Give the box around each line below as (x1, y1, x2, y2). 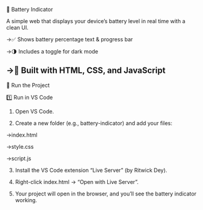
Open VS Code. (15, 107, 55, 115)
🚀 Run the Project (6, 81, 50, 89)
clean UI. (6, 24, 28, 31)
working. (15, 196, 38, 203)
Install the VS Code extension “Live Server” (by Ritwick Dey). (15, 166, 168, 174)
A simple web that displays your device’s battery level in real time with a (6, 18, 186, 24)
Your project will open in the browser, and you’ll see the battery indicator (15, 190, 197, 197)
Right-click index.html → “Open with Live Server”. (15, 178, 139, 185)
